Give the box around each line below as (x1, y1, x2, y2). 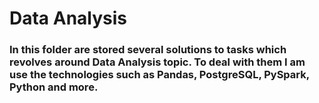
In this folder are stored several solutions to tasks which (9, 43, 287, 57)
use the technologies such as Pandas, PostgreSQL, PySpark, (9, 68, 310, 82)
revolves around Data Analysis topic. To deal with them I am (9, 55, 306, 69)
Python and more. (9, 80, 99, 94)
